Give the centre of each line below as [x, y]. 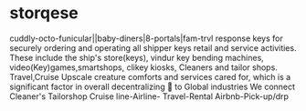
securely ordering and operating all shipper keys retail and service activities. [153, 47]
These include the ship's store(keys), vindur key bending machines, [137, 57]
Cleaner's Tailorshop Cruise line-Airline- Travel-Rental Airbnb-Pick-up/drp [149, 96]
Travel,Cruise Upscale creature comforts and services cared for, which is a [150, 76]
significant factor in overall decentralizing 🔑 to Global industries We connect [152, 86]
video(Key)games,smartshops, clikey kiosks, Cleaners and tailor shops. [144, 67]
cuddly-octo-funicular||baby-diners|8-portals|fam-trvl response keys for [146, 38]
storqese [44, 13]
